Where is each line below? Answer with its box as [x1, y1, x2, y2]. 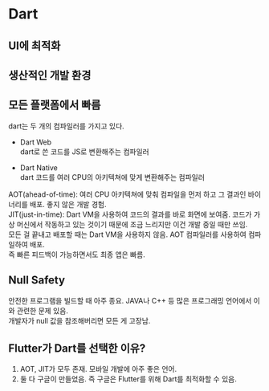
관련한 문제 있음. [16, 306, 68, 316]
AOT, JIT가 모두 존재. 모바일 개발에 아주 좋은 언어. [19, 365, 177, 374]
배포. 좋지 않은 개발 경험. [29, 199, 107, 209]
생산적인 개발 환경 [8, 68, 92, 82]
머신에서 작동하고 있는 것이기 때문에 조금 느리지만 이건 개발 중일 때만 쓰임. [16, 219, 248, 229]
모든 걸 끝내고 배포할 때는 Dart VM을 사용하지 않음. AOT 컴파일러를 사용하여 [8, 230, 247, 239]
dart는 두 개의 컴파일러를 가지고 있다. [8, 121, 124, 131]
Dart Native [19, 162, 58, 173]
